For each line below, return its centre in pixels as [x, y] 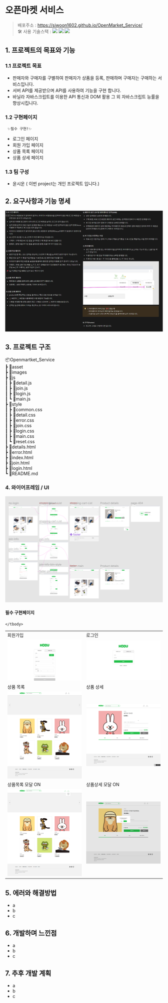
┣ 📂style [14, 404]
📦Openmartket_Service [30, 360]
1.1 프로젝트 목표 [23, 66]
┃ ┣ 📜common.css [24, 410]
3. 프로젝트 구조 [28, 347]
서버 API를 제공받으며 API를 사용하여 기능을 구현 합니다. [67, 90]
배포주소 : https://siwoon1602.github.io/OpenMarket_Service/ [80, 25]
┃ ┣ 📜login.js [18, 394]
